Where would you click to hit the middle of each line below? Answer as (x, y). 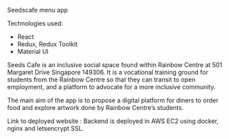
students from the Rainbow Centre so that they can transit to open (101, 80)
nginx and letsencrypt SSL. (46, 128)
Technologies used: (35, 23)
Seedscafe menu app (38, 10)
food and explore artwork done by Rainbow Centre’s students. (95, 108)
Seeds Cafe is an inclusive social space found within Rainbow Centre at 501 (115, 65)
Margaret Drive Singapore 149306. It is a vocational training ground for (108, 72)
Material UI (33, 52)
